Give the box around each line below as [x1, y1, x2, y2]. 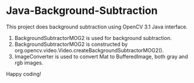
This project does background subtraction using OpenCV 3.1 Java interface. [6, 23, 188, 30]
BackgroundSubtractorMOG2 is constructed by [14, 41, 128, 48]
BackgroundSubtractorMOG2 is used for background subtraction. [14, 34, 172, 41]
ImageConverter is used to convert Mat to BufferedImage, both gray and [14, 53, 188, 60]
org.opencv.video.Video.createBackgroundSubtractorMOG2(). [14, 46, 164, 53]
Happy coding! [6, 70, 42, 77]
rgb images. [14, 59, 44, 66]
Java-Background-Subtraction [6, 4, 158, 17]
